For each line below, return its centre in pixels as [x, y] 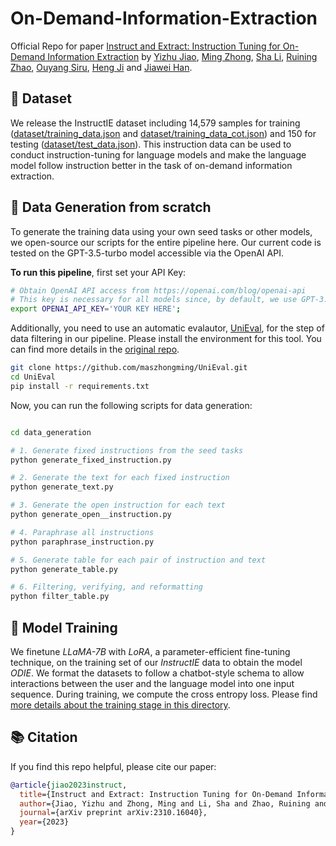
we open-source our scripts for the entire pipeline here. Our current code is [166, 242]
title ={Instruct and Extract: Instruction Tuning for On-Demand [156, 794]
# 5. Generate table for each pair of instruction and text [138, 560]
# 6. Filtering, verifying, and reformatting [106, 587]
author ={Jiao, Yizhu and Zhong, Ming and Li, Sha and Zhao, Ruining [165, 803]
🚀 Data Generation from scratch [111, 207]
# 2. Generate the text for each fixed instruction [120, 478]
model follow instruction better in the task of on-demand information [151, 165]
